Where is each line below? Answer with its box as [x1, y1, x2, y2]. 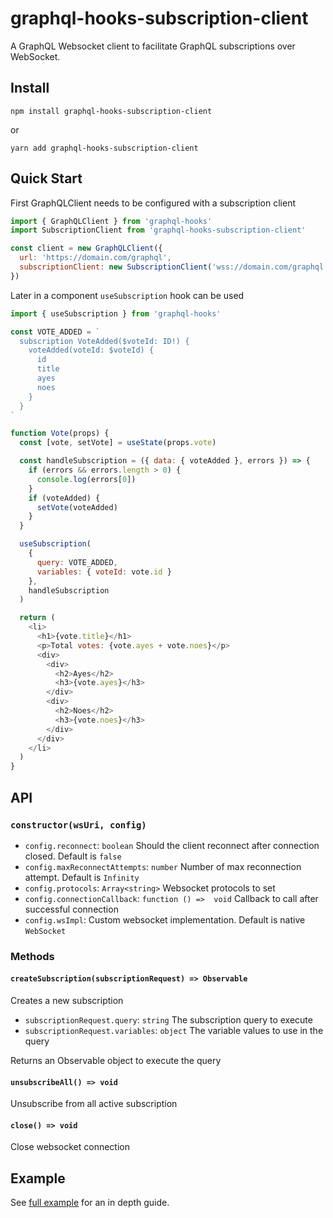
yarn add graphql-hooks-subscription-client [10, 143, 199, 153]
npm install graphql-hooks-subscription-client [10, 106, 213, 116]
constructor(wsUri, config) [10, 819, 147, 831]
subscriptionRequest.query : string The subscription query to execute [24, 1014, 313, 1026]
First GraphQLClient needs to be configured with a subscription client [10, 197, 297, 209]
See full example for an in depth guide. [10, 1197, 170, 1209]
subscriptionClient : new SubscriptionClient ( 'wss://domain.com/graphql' [19, 262, 329, 272]
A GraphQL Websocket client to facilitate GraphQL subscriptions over [10, 40, 296, 52]
